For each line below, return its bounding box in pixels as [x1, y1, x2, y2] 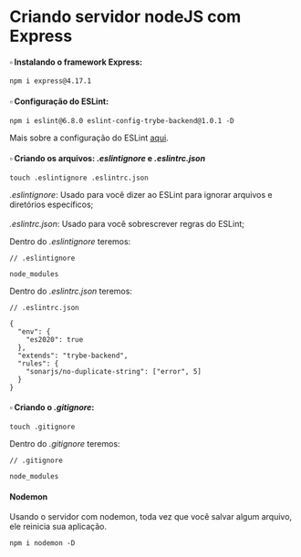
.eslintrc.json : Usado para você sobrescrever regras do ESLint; [9, 218, 244, 229]
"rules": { [17, 358, 59, 368]
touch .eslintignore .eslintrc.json [9, 173, 149, 182]
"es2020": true [26, 335, 84, 344]
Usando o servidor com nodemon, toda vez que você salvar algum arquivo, [9, 511, 293, 522]
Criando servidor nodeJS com [9, 6, 242, 27]
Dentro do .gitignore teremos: [9, 438, 120, 449]
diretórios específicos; [9, 199, 94, 210]
